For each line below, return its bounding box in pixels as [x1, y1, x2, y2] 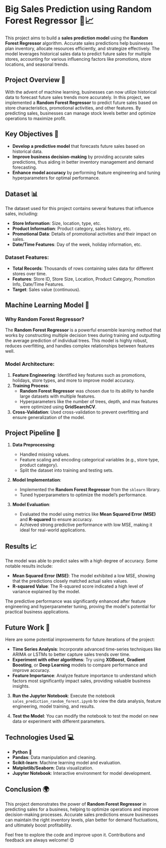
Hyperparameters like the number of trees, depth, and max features [19, 398, 159, 404]
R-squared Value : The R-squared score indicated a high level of [12, 583, 144, 589]
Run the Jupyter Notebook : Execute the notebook [12, 693, 115, 699]
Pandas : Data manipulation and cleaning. [12, 754, 97, 760]
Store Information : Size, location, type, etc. [12, 220, 102, 226]
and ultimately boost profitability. [5, 822, 72, 828]
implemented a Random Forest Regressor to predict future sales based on [5, 100, 158, 106]
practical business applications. [5, 609, 70, 615]
